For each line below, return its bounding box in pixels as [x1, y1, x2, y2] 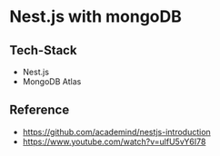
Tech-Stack [9, 43, 77, 58]
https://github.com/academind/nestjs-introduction [22, 126, 211, 137]
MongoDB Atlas [22, 76, 82, 87]
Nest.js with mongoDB [9, 6, 182, 27]
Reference [9, 102, 70, 118]
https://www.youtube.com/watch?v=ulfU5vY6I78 [22, 136, 206, 147]
